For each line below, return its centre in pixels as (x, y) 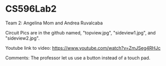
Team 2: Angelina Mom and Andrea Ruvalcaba (54, 23)
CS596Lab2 (31, 9)
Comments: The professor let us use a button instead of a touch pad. (78, 58)
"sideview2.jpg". (22, 38)
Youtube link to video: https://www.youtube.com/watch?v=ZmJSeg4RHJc (83, 48)
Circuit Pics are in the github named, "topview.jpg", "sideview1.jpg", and (80, 32)
